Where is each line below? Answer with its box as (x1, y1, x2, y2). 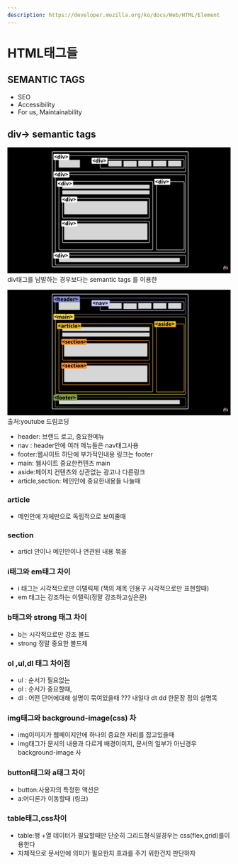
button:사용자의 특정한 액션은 (17, 785, 100, 794)
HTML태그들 (7, 45, 78, 61)
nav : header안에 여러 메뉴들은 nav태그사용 (17, 441, 140, 450)
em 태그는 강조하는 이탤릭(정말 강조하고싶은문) (17, 593, 147, 601)
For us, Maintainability (17, 107, 83, 116)
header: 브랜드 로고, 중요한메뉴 (17, 432, 105, 441)
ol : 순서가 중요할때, (17, 684, 72, 693)
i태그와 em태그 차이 (7, 567, 71, 576)
